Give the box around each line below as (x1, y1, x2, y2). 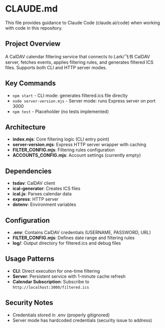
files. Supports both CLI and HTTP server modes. (5, 64, 107, 70)
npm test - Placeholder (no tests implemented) (12, 108, 109, 115)
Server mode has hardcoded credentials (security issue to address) (12, 317, 152, 323)
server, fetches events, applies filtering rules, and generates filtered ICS (5, 59, 154, 65)
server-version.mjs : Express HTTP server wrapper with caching (12, 142, 146, 148)
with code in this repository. (5, 25, 63, 31)
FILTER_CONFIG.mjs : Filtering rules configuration (12, 147, 115, 153)
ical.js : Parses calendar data (12, 191, 72, 197)
